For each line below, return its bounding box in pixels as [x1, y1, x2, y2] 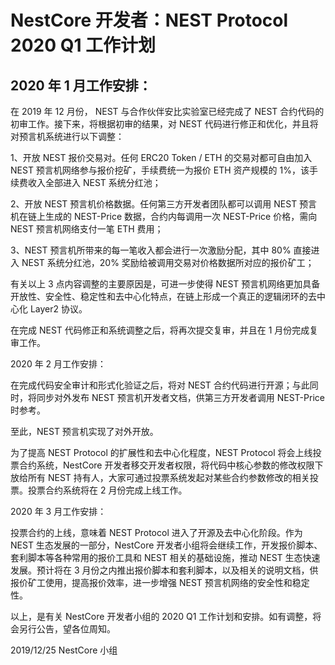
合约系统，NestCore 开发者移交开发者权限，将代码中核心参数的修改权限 [18, 459, 315, 471]
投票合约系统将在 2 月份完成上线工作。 [27, 484, 188, 496]
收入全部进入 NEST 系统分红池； [27, 177, 162, 188]
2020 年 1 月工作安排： [10, 77, 152, 94]
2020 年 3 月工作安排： [10, 506, 107, 517]
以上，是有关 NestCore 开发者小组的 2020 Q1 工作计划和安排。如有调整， [10, 611, 313, 622]
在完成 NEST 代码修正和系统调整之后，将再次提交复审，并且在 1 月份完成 [10, 324, 310, 336]
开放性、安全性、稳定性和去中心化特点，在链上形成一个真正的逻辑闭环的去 [10, 291, 317, 302]
